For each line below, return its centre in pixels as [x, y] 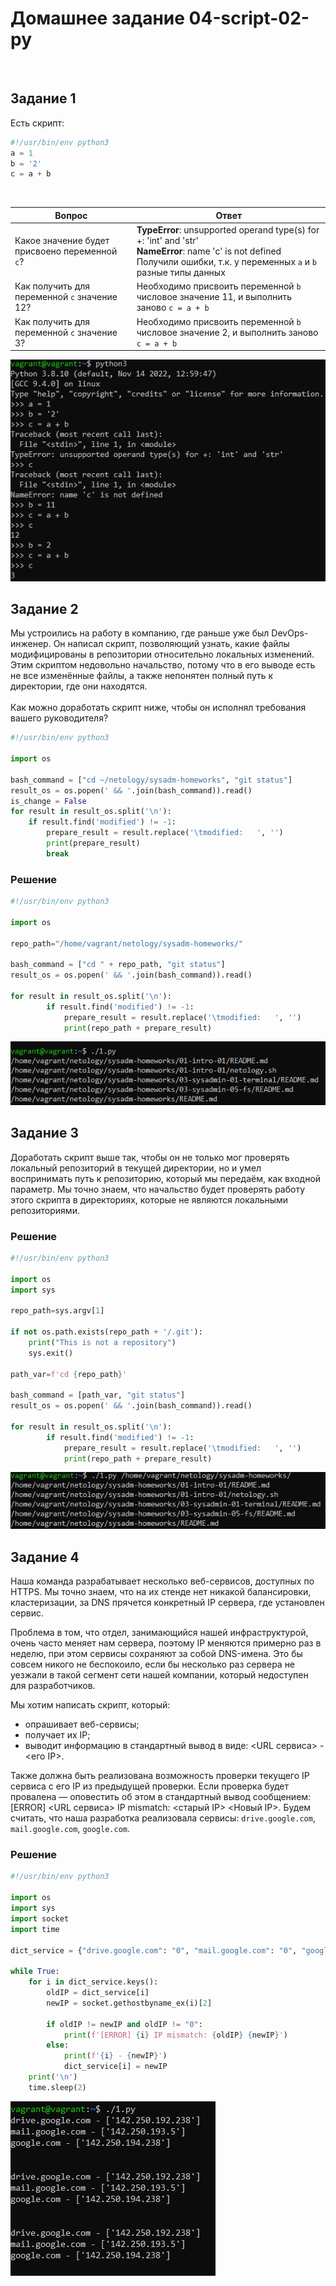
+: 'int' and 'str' [167, 240]
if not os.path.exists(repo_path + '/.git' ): [106, 1332]
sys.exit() [51, 1353]
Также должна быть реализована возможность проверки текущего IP [160, 1776]
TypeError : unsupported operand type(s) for [228, 230]
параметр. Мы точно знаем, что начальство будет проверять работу [158, 1189]
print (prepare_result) [93, 843]
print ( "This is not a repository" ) [102, 1342]
